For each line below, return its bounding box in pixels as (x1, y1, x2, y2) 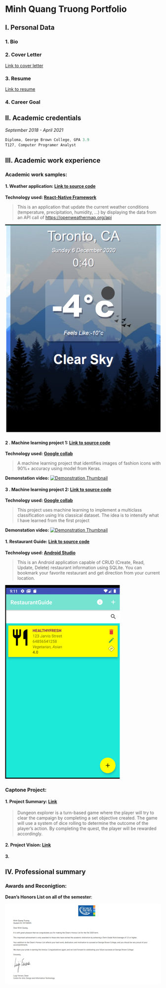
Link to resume (5, 86, 36, 92)
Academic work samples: (5, 171, 68, 178)
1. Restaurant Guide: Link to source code (5, 538, 90, 544)
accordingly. (17, 830, 43, 836)
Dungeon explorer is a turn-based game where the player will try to (17, 810, 154, 815)
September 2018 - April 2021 (5, 127, 64, 133)
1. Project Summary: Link (5, 799, 57, 805)
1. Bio (5, 38, 18, 45)
